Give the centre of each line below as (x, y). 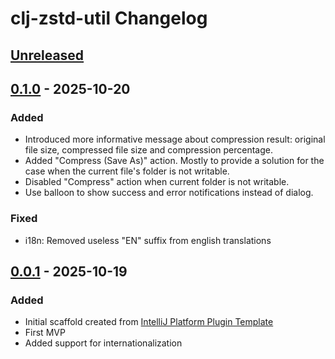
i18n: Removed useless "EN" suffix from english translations (148, 240)
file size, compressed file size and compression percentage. (148, 150)
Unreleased (47, 55)
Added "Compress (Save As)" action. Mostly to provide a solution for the (174, 161)
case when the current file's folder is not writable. (127, 171)
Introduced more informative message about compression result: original (175, 139)
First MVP (45, 333)
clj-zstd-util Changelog (109, 18)
